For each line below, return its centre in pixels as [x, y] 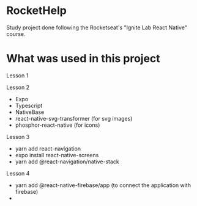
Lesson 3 [18, 137]
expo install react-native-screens [57, 155]
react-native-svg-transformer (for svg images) [74, 118]
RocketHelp [37, 11]
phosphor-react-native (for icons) [58, 125]
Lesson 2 [18, 87]
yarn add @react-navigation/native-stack [67, 162]
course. [16, 34]
